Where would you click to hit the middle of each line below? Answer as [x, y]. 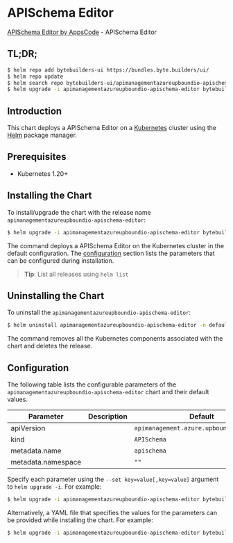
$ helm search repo [35, 83]
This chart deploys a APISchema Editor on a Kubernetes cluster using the [112, 128]
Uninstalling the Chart [56, 296]
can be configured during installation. [61, 260]
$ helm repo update [35, 76]
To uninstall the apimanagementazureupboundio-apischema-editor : [99, 313]
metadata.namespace [46, 462]
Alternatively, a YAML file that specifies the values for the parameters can [112, 512]
